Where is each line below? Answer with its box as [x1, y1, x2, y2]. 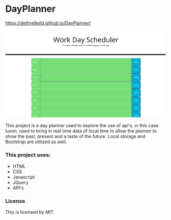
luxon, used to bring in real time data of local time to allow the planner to [5, 128, 157, 134]
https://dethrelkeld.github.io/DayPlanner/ [5, 20, 91, 26]
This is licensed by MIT [5, 209, 54, 215]
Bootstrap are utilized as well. [5, 139, 67, 145]
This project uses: [5, 151, 51, 158]
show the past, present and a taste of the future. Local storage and [5, 133, 146, 140]
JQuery [12, 179, 29, 185]
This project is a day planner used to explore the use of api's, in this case [5, 123, 159, 129]
